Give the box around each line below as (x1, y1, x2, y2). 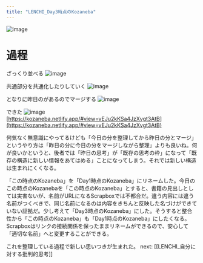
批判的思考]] (22, 250, 53, 258)
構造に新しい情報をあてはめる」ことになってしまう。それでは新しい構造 (16, 157, 197, 164)
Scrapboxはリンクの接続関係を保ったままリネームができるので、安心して (6, 222, 189, 230)
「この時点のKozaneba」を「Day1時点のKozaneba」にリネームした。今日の (6, 177, 196, 184)
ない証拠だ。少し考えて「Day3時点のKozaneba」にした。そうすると (11, 207, 182, 215)
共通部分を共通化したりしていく (6, 82, 86, 89)
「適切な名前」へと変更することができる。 (6, 230, 113, 237)
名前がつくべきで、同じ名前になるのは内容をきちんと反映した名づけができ (6, 200, 192, 207)
